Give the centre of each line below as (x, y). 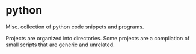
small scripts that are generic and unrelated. (60, 45)
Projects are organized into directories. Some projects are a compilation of (98, 38)
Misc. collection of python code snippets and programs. (75, 27)
